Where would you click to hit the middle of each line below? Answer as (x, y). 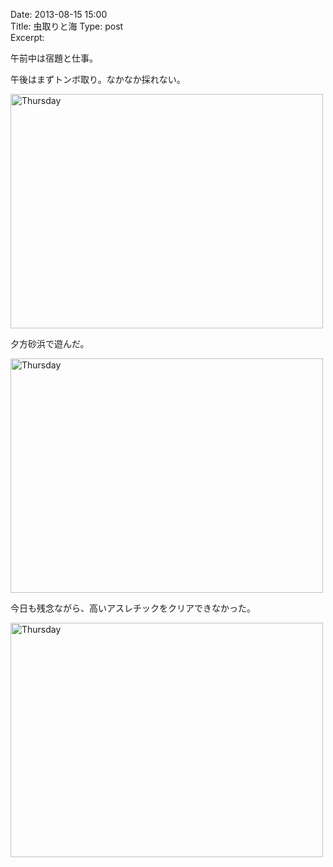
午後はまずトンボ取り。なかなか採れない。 (98, 79)
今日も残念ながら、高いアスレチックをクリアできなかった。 (133, 608)
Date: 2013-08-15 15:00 (59, 14)
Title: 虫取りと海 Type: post (67, 26)
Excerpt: (27, 37)
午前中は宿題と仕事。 (54, 58)
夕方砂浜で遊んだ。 (50, 343)
